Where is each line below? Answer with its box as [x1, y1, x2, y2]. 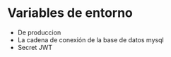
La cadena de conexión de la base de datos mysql [17, 35, 164, 44]
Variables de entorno [7, 5, 133, 21]
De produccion [17, 28, 61, 37]
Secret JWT [17, 43, 53, 51]
